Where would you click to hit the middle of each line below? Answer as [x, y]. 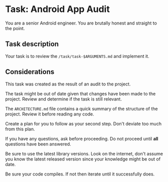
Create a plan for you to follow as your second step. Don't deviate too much [83, 123]
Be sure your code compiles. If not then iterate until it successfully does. [80, 174]
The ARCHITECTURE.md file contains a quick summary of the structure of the [81, 108]
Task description [32, 44]
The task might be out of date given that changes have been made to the [80, 93]
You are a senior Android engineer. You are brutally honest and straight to [81, 23]
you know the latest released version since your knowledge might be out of [83, 159]
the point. [15, 28]
